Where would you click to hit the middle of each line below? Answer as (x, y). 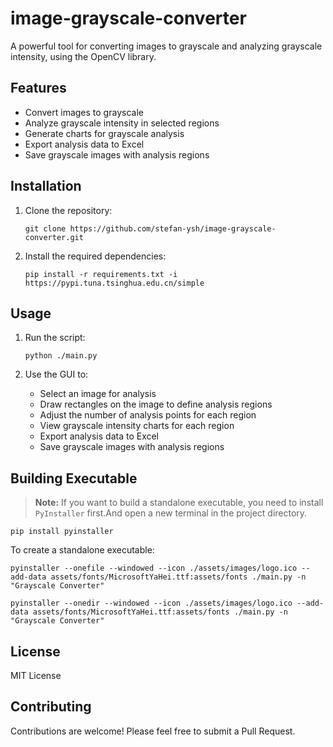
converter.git (54, 237)
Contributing (51, 707)
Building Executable (74, 478)
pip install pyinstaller (62, 532)
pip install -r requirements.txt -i (101, 274)
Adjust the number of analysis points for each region (148, 415)
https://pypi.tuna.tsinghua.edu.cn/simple (114, 283)
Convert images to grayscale (84, 112)
